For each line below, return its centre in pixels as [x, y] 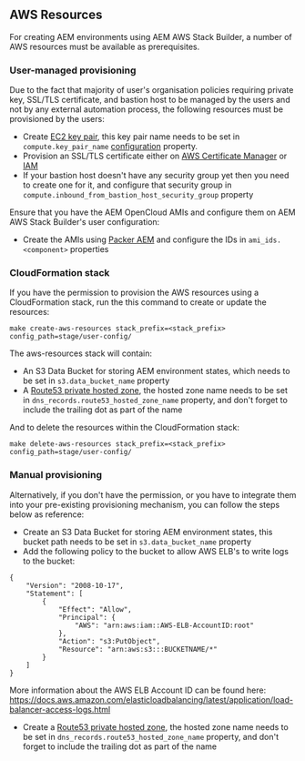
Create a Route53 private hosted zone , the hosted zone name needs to [155, 726]
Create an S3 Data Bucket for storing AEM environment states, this [147, 532]
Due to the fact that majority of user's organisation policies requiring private [152, 90]
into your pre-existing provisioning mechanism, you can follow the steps [145, 504]
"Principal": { [87, 617]
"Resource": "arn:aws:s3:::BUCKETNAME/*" [138, 649]
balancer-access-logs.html [60, 709]
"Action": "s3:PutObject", [109, 641]
